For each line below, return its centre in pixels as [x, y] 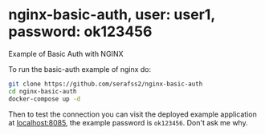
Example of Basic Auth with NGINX [66, 54]
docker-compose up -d [45, 99]
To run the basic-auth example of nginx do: [80, 69]
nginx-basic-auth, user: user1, [112, 15]
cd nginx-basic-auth [43, 91]
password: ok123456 [80, 32]
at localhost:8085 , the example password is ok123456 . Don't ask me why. [128, 122]
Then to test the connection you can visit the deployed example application [132, 114]
